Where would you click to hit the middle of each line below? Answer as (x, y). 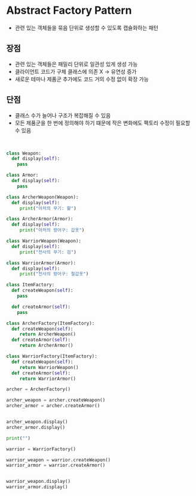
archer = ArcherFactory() (38, 389)
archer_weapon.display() (37, 422)
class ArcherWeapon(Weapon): (42, 197)
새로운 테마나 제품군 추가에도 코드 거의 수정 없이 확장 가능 (82, 79)
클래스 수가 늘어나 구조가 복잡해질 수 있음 (63, 115)
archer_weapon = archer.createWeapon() (56, 400)
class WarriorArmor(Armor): (41, 263)
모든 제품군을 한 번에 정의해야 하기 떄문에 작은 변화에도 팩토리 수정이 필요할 (102, 123)
